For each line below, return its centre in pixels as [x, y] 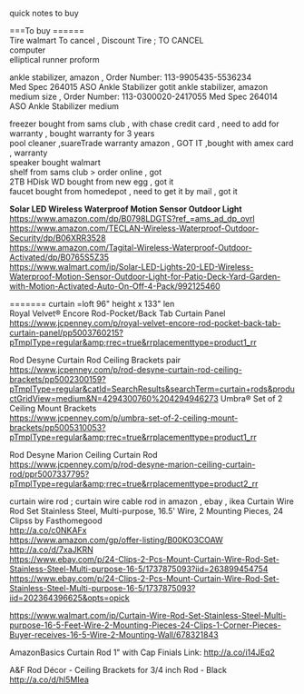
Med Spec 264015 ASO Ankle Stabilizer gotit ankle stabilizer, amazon [139, 87]
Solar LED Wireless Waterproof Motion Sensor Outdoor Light [126, 209]
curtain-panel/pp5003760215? [67, 332]
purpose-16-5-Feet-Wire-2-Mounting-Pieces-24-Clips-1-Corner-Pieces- [145, 625]
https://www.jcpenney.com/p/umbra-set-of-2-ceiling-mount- [124, 418]
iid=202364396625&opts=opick [69, 598]
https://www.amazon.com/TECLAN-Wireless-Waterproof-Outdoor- [134, 228]
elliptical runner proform [54, 59]
